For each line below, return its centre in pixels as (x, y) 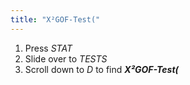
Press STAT (48, 48)
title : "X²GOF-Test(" (55, 19)
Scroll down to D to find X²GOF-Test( (101, 69)
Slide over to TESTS (66, 58)
